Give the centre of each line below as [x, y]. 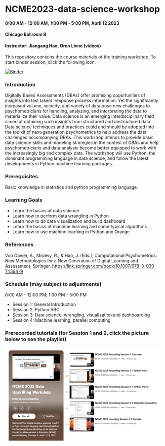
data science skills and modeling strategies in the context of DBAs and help [82, 143]
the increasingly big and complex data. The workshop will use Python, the [80, 153]
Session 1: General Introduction [44, 304]
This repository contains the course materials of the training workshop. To [81, 57]
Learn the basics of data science [45, 211]
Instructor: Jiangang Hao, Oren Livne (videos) [53, 46]
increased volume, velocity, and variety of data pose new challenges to [78, 105]
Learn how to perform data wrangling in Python [61, 216]
